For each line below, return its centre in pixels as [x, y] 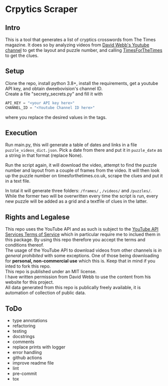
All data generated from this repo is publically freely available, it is [73, 288]
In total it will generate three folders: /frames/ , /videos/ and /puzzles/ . [78, 191]
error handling [27, 352]
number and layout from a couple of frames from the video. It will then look [82, 170]
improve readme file [33, 363]
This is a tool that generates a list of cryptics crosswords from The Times [80, 39]
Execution [21, 133]
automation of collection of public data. [45, 293]
